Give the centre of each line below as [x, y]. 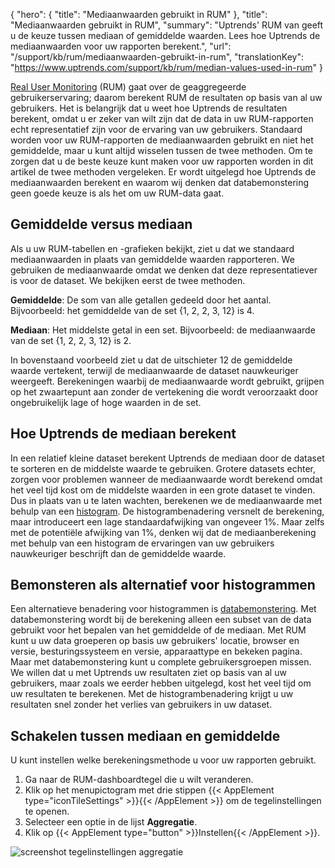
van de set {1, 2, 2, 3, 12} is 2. [71, 340]
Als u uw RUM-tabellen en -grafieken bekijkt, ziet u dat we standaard [152, 248]
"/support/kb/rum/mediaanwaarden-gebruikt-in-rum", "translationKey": [157, 57]
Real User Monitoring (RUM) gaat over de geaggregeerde [128, 87]
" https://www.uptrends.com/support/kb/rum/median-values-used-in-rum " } [166, 67]
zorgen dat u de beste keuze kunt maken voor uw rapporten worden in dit [162, 161]
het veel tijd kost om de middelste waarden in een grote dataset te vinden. [163, 490]
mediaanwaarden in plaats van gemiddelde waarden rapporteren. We [152, 259]
